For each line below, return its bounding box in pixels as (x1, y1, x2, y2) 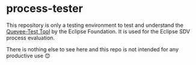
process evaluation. (6, 34, 55, 41)
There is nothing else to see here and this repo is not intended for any (6, 45, 179, 52)
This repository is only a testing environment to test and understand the (6, 21, 183, 29)
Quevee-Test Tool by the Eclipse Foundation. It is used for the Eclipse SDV (6, 27, 191, 35)
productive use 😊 (6, 52, 51, 59)
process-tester (6, 2, 83, 16)
